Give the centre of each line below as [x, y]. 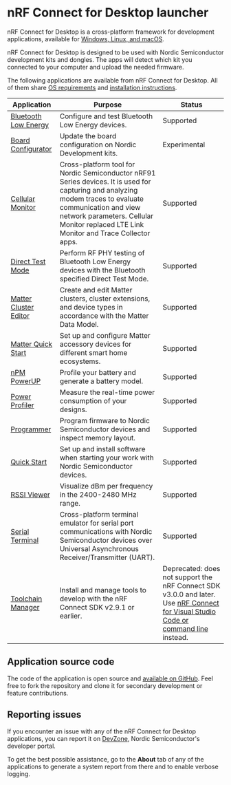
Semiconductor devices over [106, 540]
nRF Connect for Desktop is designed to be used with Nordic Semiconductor [115, 52]
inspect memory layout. [98, 438]
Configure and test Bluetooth [106, 116]
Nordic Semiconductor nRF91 [108, 173]
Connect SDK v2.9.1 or [97, 607]
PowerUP [26, 381]
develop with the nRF [94, 599]
